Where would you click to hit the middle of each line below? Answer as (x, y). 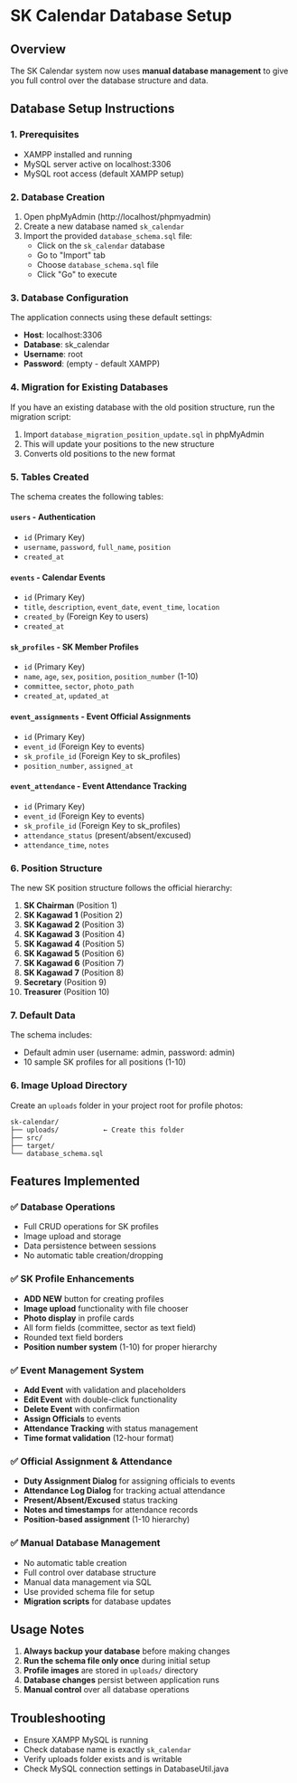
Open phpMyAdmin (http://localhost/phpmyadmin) (117, 216)
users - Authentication (53, 517)
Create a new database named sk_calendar (103, 226)
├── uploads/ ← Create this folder (97, 1130)
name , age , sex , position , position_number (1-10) (111, 677)
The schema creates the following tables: (87, 496)
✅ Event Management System (77, 1370)
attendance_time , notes (66, 844)
